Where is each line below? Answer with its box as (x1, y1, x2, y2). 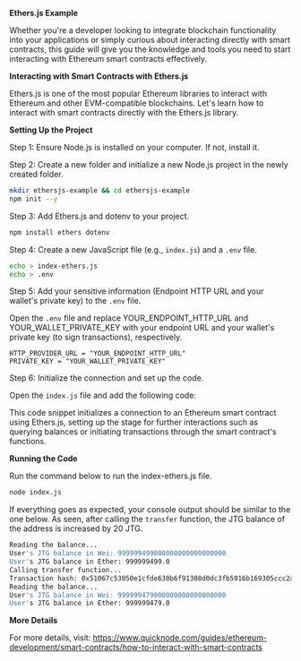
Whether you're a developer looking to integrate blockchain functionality (9, 25, 277, 35)
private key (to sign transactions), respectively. (9, 331, 183, 343)
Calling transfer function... (9, 565, 123, 574)
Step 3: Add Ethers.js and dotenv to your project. (9, 210, 190, 221)
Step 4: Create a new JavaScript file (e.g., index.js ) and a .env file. (9, 244, 257, 254)
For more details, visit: (9, 632, 91, 643)
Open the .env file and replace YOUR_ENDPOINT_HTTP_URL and (9, 313, 249, 323)
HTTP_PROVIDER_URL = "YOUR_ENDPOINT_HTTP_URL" (9, 349, 186, 358)
